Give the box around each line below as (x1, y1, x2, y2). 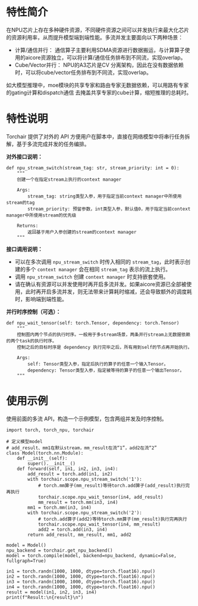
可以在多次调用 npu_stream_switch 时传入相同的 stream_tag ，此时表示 (14, 258, 186, 265)
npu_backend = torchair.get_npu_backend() (6, 547, 113, 554)
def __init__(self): (17, 455, 68, 461)
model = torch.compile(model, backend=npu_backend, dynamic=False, (6, 552, 177, 558)
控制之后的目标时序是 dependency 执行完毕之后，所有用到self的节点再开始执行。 (17, 344, 192, 350)
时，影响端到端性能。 (14, 295, 67, 302)
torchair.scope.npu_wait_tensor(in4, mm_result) (37, 521, 161, 527)
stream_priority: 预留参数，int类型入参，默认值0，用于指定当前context (27, 206, 191, 212)
